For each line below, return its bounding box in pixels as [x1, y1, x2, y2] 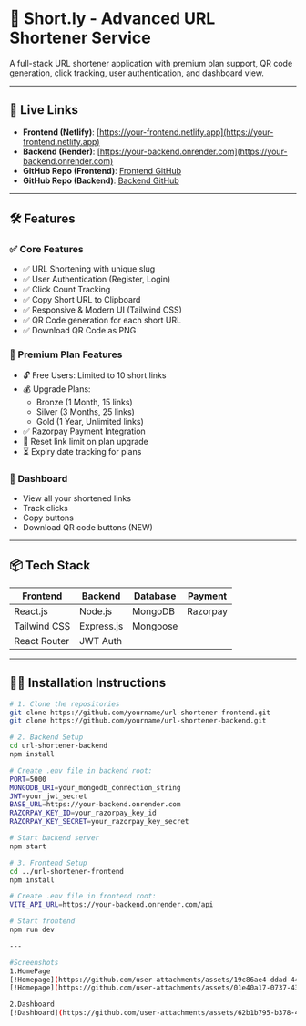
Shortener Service [9, 27, 152, 48]
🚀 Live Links [9, 102, 79, 118]
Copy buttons [22, 512, 75, 523]
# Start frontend [9, 917, 76, 926]
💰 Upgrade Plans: [22, 383, 91, 395]
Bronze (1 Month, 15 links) [36, 396, 134, 407]
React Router [14, 634, 70, 647]
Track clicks [22, 503, 68, 514]
